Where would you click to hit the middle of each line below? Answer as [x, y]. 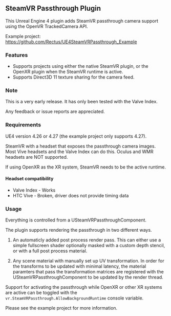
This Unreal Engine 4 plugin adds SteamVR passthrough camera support [82, 21]
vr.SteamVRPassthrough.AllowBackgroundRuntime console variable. [74, 298]
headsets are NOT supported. [37, 157]
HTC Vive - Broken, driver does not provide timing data [71, 195]
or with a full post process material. [50, 251]
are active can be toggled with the [41, 293]
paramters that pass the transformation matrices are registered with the [88, 272]
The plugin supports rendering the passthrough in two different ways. [79, 230]
